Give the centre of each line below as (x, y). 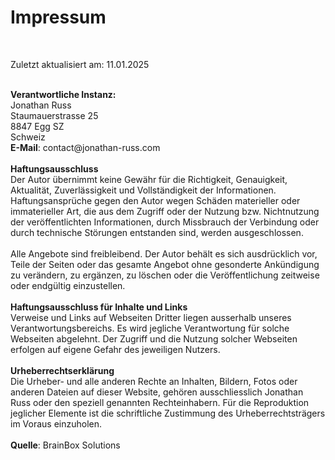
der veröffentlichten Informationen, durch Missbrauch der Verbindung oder (165, 222)
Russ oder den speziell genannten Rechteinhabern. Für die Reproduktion (160, 402)
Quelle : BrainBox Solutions (65, 445)
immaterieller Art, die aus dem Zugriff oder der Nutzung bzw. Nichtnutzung (165, 211)
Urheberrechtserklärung (62, 370)
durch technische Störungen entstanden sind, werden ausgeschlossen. (157, 232)
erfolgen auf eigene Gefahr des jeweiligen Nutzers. (115, 349)
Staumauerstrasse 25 (54, 115)
